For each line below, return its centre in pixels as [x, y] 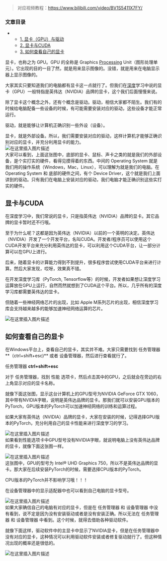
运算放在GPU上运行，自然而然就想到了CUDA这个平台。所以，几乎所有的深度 [83, 285]
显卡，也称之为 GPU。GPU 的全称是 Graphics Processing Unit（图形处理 [79, 62]
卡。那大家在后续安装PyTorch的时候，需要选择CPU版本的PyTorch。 [75, 469]
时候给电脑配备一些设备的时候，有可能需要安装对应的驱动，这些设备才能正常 [83, 108]
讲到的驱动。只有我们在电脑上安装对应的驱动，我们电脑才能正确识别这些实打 [83, 180]
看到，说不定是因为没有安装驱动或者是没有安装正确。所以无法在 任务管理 [84, 514]
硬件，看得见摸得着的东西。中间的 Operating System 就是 [99, 161]
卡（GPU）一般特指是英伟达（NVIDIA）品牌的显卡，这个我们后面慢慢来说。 [83, 91]
